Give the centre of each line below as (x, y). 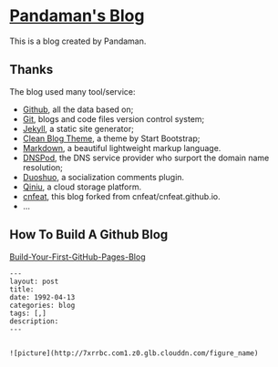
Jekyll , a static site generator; (78, 128)
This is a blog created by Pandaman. (78, 41)
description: (34, 321)
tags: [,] (28, 313)
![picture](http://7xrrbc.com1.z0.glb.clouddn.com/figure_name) (134, 353)
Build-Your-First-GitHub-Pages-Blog (77, 257)
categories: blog (42, 305)
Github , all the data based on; (78, 109)
